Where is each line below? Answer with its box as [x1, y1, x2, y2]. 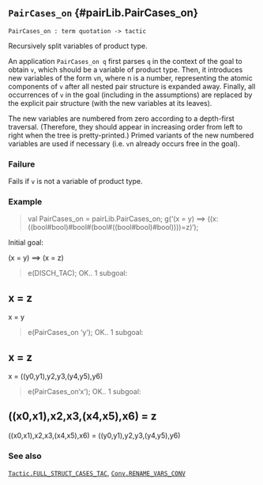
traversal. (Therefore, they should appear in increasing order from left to [8, 122, 243, 131]
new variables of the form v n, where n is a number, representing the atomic [8, 73, 253, 82]
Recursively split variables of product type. [8, 41, 148, 51]
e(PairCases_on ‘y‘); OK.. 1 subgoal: [27, 328, 144, 337]
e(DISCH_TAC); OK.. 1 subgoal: [27, 269, 128, 278]
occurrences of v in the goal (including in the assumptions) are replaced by [8, 90, 253, 100]
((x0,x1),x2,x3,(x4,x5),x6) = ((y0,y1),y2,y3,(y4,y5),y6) [8, 430, 181, 440]
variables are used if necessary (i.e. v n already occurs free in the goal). [8, 138, 240, 149]
